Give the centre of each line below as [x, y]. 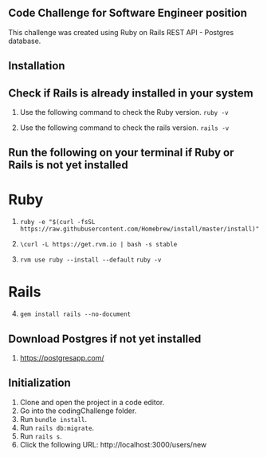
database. [25, 41]
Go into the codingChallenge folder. [78, 411]
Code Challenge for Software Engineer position [128, 13]
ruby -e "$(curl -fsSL [57, 223]
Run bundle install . [53, 419]
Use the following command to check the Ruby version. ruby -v [124, 112]
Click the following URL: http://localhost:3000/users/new [113, 444]
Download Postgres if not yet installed [105, 339]
